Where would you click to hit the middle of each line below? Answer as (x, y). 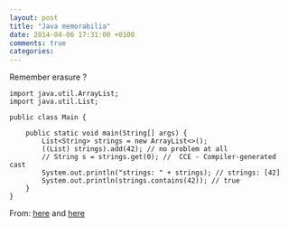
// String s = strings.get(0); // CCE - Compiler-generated (159, 157)
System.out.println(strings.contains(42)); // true (141, 181)
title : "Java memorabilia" (60, 26)
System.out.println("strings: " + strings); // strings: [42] (161, 173)
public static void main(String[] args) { (107, 133)
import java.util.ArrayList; (64, 94)
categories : (32, 52)
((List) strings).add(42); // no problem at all (135, 149)
